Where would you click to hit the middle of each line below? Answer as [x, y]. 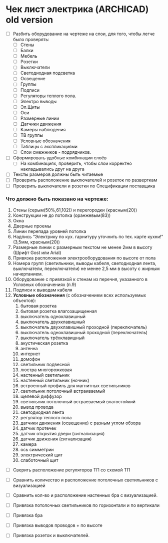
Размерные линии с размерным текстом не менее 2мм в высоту [82, 247]
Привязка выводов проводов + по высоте [58, 525]
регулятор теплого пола [46, 417]
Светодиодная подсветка [48, 73]
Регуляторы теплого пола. [48, 96]
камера [28, 444]
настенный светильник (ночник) [55, 380]
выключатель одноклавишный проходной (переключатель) [84, 332]
